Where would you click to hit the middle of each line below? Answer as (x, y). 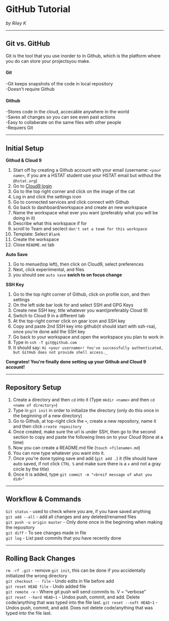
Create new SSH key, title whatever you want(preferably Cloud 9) (80, 310)
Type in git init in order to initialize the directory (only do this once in (86, 410)
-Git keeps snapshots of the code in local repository (59, 83)
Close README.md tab (34, 244)
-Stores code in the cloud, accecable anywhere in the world (67, 112)
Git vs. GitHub (28, 44)
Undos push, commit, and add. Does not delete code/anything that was (79, 608)
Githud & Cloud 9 (24, 160)
